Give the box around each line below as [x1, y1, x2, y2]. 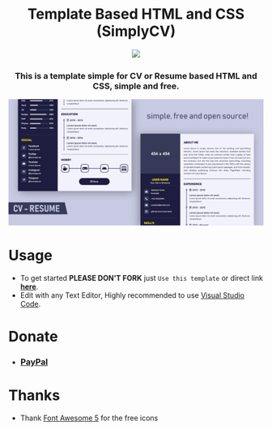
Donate [8, 327, 58, 346]
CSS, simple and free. [92, 80, 180, 92]
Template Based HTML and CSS [27, 5, 245, 24]
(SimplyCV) [96, 22, 176, 41]
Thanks [8, 386, 61, 405]
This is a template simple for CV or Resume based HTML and [15, 70, 257, 81]
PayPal [19, 356, 49, 368]
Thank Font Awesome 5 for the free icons [19, 413, 159, 423]
